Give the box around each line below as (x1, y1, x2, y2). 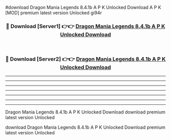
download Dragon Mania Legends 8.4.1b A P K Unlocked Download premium (5, 124, 165, 130)
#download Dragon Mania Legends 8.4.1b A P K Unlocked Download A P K (5, 5, 161, 10)
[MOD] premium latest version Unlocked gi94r (5, 10, 102, 16)
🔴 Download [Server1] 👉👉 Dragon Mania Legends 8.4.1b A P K (6, 22, 165, 30)
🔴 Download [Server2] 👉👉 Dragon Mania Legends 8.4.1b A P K (5, 55, 166, 63)
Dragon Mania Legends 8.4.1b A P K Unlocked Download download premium (5, 109, 165, 115)
